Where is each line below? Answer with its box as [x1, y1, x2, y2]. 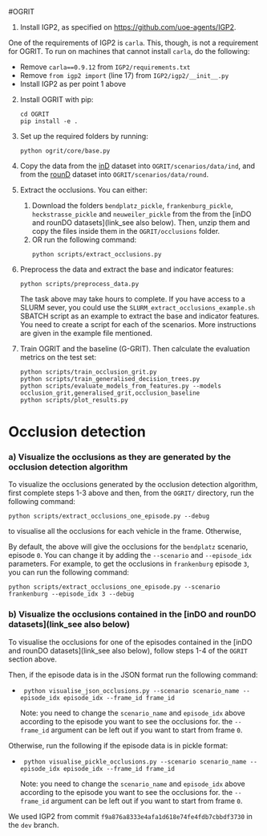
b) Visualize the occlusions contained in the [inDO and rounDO [8, 609, 257, 620]
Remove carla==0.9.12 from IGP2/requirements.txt [19, 62, 191, 72]
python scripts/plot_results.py [19, 396, 128, 404]
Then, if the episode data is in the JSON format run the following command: [8, 670, 258, 679]
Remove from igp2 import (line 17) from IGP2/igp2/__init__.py [19, 71, 229, 80]
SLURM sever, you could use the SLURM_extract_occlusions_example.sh [19, 303, 256, 312]
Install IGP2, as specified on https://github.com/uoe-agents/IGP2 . [19, 23, 237, 31]
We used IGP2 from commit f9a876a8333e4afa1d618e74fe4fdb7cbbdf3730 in [8, 811, 253, 821]
